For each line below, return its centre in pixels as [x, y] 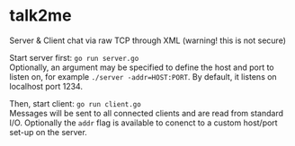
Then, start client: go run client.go [75, 103]
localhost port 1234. [46, 86]
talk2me [40, 16]
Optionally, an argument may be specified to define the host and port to [142, 67]
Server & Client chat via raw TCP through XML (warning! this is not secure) [147, 40]
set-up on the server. [48, 132]
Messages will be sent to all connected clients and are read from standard [147, 113]
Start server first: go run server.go [74, 57]
